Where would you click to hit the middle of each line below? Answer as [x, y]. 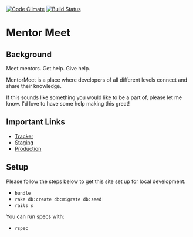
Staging [24, 142]
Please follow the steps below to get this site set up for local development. [96, 181]
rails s [24, 205]
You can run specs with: [35, 216]
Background [29, 54]
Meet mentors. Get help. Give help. [48, 68]
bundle [23, 193]
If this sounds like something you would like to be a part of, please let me [94, 97]
